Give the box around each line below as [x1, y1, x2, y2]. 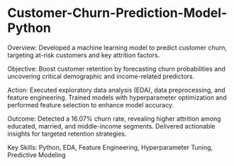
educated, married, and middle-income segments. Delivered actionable [7, 121, 216, 130]
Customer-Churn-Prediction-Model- [7, 5, 228, 21]
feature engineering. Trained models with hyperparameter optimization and [7, 93, 227, 102]
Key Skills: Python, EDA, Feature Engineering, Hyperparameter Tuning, [7, 143, 213, 151]
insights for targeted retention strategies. [7, 129, 127, 138]
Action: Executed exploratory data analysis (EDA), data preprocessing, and [7, 85, 225, 94]
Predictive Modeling [7, 150, 66, 159]
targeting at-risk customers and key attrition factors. [7, 51, 160, 59]
